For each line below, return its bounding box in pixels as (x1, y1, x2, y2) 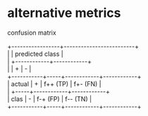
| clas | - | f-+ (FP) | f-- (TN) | (7, 94, 92, 103)
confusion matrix (7, 28, 56, 37)
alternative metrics (7, 5, 121, 21)
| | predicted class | (7, 50, 63, 58)
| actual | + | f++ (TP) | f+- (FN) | (7, 79, 101, 88)
